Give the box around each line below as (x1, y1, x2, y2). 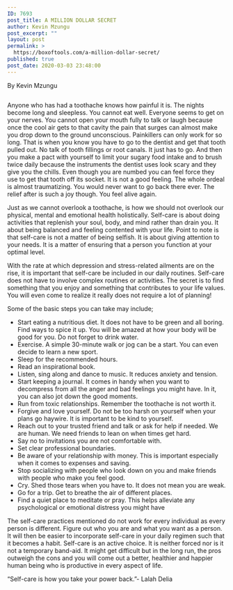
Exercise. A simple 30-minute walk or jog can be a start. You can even (17, 340, 219, 349)
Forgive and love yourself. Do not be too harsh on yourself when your (17, 407, 216, 415)
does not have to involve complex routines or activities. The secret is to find (7, 276, 224, 285)
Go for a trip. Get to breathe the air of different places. (17, 488, 172, 497)
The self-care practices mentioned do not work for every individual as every (7, 517, 226, 525)
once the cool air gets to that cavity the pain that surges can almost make (7, 123, 218, 131)
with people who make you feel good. (17, 474, 125, 482)
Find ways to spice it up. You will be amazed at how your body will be (17, 325, 217, 333)
